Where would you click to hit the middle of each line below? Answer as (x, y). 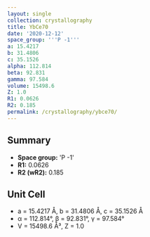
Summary (29, 140)
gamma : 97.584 (28, 79)
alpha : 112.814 (29, 66)
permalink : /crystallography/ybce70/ (62, 112)
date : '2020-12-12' (36, 33)
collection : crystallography (50, 20)
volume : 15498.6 (31, 86)
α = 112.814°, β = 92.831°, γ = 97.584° (71, 219)
